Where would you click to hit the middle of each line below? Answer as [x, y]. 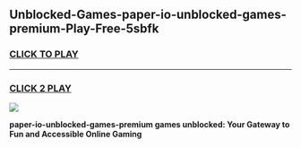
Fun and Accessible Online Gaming [76, 134]
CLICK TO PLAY [44, 55]
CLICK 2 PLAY [40, 88]
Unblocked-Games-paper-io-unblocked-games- [148, 15]
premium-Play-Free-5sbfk [84, 29]
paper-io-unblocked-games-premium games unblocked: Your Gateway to [150, 124]
